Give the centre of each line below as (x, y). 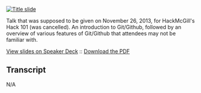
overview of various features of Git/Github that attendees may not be (91, 33)
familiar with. (22, 40)
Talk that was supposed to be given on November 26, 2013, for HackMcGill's (100, 21)
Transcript (26, 70)
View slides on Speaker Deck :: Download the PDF (68, 51)
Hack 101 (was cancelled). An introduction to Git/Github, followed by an (94, 27)
